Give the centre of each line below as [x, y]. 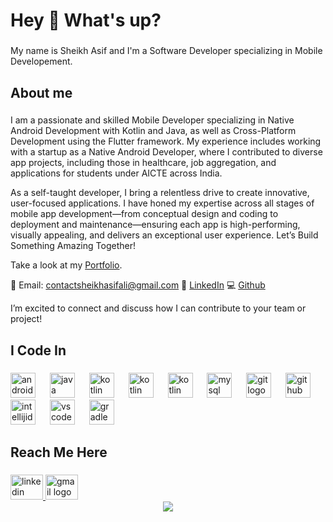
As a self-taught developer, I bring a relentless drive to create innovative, [160, 193]
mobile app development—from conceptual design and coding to [144, 214]
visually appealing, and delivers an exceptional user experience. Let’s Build [164, 235]
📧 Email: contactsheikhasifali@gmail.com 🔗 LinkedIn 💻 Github [138, 285]
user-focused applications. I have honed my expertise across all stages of [162, 203]
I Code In [38, 350]
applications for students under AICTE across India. [116, 173]
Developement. [41, 61]
